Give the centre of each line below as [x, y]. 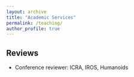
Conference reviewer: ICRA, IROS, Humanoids [71, 67]
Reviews [22, 53]
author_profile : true [33, 29]
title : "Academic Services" [41, 17]
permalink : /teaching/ [34, 23]
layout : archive [26, 12]
